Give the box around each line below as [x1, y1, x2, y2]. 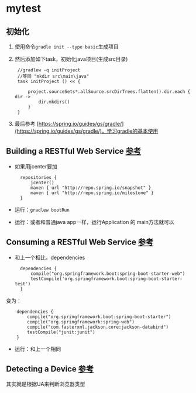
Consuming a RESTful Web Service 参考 [6, 237, 154, 247]
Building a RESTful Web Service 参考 [6, 146, 142, 156]
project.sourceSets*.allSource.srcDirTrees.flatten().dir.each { [27, 89, 191, 95]
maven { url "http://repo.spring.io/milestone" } [30, 189, 154, 196]
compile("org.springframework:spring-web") [27, 319, 135, 325]
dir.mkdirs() [38, 99, 70, 105]
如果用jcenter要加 [14, 163, 57, 170]
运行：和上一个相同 [14, 345, 61, 352]
